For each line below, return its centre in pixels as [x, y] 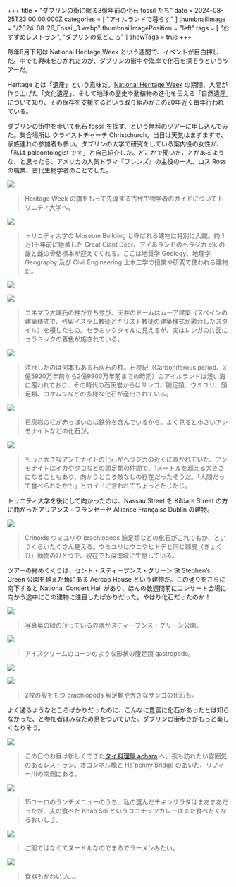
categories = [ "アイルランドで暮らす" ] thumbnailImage [145, 19]
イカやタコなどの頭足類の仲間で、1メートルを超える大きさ [140, 468]
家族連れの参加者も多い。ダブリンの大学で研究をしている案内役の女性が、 [115, 144]
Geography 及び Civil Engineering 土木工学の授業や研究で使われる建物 [126, 262]
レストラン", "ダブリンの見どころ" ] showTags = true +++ [109, 37]
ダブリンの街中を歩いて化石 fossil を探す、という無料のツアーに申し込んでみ [118, 126]
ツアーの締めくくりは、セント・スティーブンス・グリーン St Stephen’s [109, 570]
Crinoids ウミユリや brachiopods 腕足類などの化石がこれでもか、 [119, 538]
